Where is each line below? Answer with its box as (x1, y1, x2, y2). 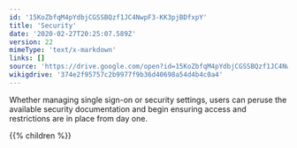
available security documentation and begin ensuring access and (9, 103, 247, 115)
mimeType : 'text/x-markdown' (9, 46, 117, 55)
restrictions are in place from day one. (9, 113, 148, 123)
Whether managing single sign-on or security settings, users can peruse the (9, 94, 287, 105)
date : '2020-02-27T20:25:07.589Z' (9, 29, 137, 38)
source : (9, 63, 38, 71)
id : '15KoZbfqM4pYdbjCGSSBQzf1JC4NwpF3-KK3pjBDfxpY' (9, 12, 208, 22)
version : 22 (9, 37, 53, 47)
